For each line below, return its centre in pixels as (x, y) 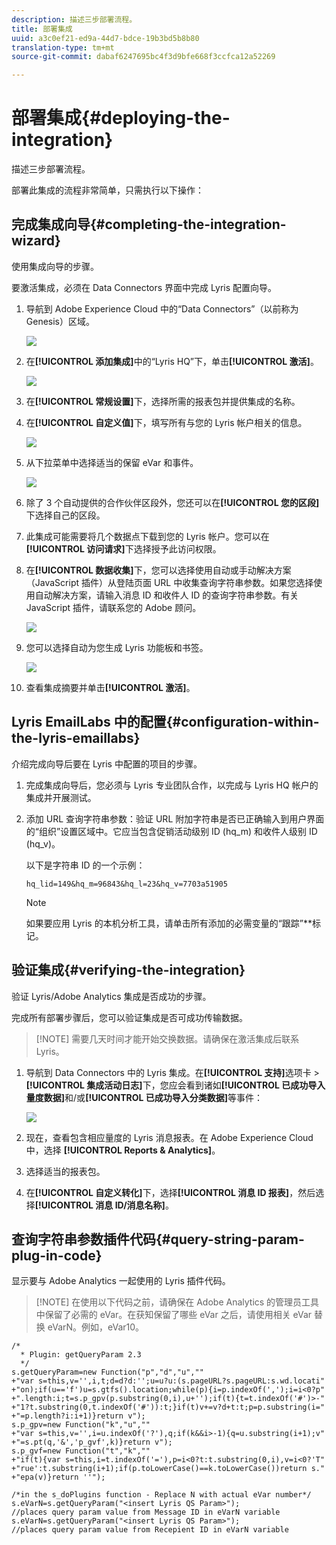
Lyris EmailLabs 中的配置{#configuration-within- (165, 722)
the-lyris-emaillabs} (76, 738)
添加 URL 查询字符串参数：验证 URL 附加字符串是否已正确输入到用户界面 (175, 818)
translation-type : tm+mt (63, 47)
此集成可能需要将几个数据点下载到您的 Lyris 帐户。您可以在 (147, 536)
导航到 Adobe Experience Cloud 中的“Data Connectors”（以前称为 (162, 308)
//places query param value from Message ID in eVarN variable (146, 1512)
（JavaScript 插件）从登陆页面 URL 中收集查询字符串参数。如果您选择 (169, 582)
